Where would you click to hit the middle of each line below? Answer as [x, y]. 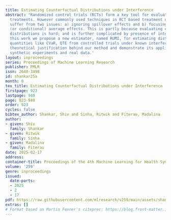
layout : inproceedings [29, 57]
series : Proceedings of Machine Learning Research [60, 62]
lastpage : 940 [20, 95]
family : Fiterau [27, 148]
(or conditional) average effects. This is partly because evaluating [86, 29]
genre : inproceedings [28, 172]
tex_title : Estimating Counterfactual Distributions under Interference [84, 86]
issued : [13, 176]
